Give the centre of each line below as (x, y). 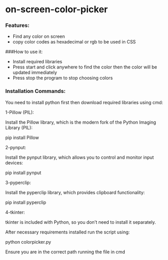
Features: (17, 26)
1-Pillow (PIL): (20, 112)
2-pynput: (16, 147)
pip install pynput (23, 173)
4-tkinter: (15, 212)
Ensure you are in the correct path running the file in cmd (65, 252)
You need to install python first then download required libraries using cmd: (84, 102)
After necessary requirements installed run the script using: (67, 232)
